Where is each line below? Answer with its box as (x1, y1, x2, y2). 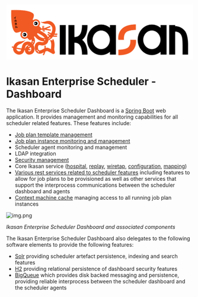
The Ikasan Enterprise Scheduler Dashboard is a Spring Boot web (6, 107, 167, 114)
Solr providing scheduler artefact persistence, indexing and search (14, 253, 178, 260)
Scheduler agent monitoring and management (14, 144, 127, 151)
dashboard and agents (14, 188, 70, 195)
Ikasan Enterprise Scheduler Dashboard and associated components (6, 223, 176, 231)
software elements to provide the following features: (6, 241, 134, 248)
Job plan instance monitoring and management (14, 138, 130, 145)
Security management (14, 157, 69, 164)
